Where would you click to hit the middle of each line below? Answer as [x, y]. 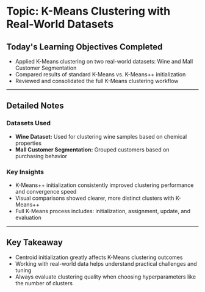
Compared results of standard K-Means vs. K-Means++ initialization [100, 74]
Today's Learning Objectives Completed [85, 47]
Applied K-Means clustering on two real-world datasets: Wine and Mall [104, 61]
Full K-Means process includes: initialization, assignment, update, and [103, 211]
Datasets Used [28, 123]
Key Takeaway [34, 243]
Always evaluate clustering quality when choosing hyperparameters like [106, 277]
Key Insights [25, 172]
